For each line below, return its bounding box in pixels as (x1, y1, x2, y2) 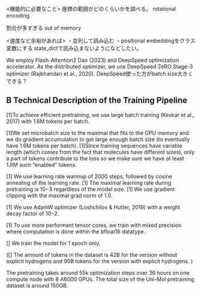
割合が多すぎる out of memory (6, 25, 82, 31)
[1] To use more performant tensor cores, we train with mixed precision (6, 221, 182, 229)
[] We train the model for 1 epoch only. (6, 239, 101, 247)
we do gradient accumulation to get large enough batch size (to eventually (6, 136, 190, 143)
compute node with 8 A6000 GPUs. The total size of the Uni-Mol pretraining (6, 275, 194, 283)
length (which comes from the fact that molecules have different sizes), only (6, 148, 195, 155)
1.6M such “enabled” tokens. (6, 161, 77, 168)
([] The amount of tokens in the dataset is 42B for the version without (6, 251, 178, 258)
